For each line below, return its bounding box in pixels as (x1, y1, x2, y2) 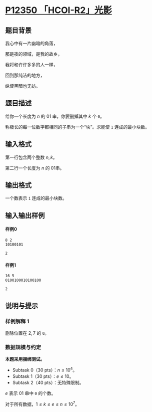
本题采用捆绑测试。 (5, 356, 45, 362)
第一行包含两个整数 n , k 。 (5, 154, 57, 160)
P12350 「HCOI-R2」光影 (5, 5, 112, 16)
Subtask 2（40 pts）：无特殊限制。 (12, 379, 84, 385)
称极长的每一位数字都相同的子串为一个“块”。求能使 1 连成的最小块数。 (5, 124, 150, 130)
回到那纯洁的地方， (5, 72, 45, 78)
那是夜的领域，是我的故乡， (5, 51, 62, 57)
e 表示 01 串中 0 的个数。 (5, 390, 56, 396)
